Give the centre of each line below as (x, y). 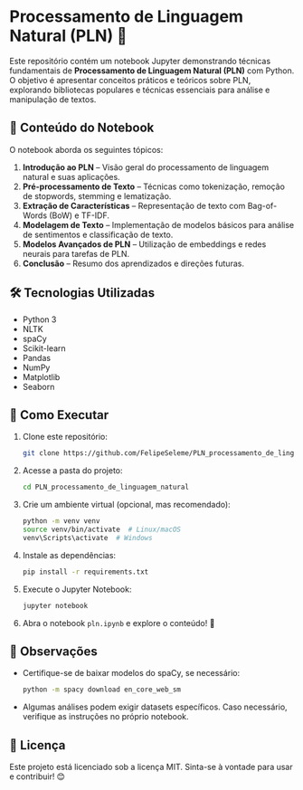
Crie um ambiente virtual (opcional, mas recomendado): (126, 505)
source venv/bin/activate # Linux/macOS (102, 529)
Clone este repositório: (65, 437)
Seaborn (38, 386)
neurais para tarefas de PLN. (76, 253)
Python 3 (39, 319)
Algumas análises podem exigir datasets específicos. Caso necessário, (155, 707)
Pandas (37, 357)
